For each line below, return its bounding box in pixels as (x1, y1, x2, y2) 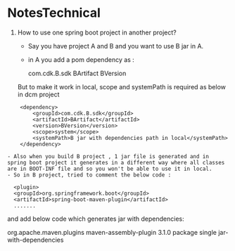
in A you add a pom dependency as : (27, 55, 135, 64)
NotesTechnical (7, 5, 101, 21)
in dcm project (17, 90, 60, 98)
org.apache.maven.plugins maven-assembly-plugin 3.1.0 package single (7, 228, 217, 236)
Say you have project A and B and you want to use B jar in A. (27, 41, 204, 50)
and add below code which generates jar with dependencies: (7, 214, 184, 223)
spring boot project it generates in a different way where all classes (7, 159, 225, 166)
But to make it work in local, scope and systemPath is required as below (17, 82, 227, 91)
